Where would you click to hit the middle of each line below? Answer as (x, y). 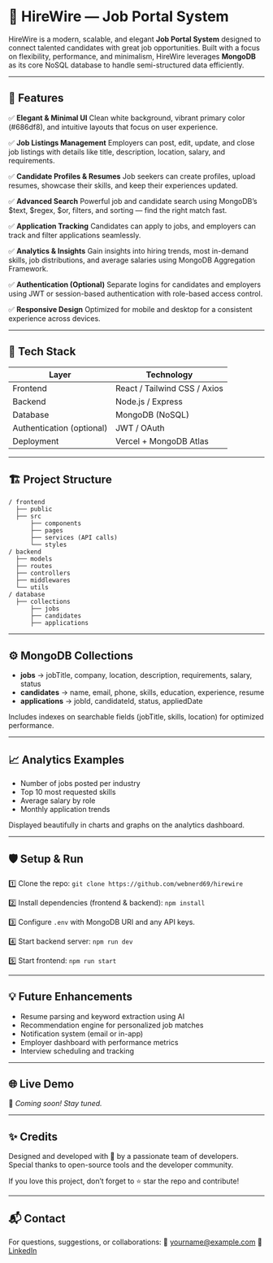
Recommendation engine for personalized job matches (112, 1025)
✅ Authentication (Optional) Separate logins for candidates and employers (135, 284)
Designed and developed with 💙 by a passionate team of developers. (123, 1157)
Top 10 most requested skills (68, 792)
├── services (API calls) (74, 538)
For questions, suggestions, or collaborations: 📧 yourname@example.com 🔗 (135, 1242)
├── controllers (43, 573)
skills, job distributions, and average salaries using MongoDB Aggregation (132, 260)
